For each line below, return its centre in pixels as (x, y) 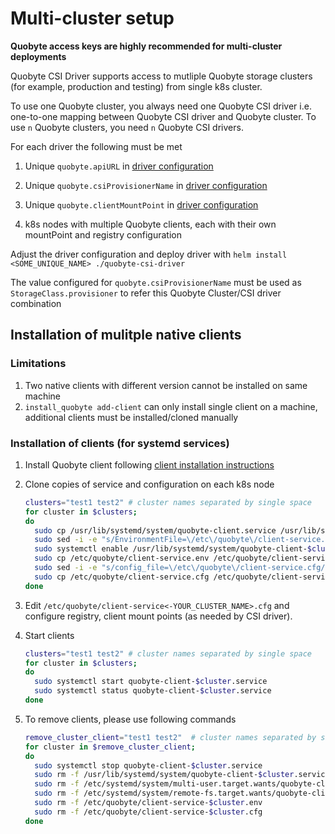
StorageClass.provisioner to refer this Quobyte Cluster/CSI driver (146, 293)
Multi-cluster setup (92, 18)
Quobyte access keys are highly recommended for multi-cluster (146, 46)
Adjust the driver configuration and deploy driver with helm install (149, 254)
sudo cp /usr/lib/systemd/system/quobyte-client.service (155, 530)
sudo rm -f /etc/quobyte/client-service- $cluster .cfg (148, 812)
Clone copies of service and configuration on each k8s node (149, 484)
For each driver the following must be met (96, 146)
